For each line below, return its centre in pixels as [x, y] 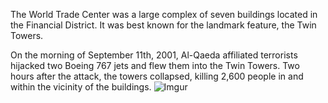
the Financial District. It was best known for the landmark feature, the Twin [163, 25]
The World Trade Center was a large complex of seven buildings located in [164, 14]
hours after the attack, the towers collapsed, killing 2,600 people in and [157, 76]
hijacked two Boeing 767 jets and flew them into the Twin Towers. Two [155, 65]
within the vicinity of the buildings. [81, 87]
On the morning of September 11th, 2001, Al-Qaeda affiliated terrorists [154, 55]
